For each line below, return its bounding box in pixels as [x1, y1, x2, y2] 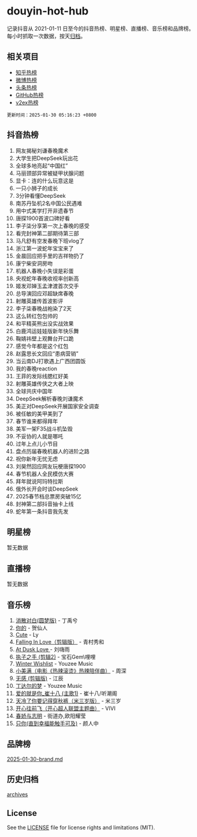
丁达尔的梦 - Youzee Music [15, 682, 83, 689]
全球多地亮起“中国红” [15, 162, 68, 169]
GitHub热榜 [15, 91, 44, 99]
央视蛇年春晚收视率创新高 [15, 275, 79, 282]
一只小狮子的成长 [15, 185, 58, 192]
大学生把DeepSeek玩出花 [15, 155, 79, 162]
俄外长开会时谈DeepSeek [15, 485, 79, 492]
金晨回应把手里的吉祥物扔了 [15, 252, 85, 259]
